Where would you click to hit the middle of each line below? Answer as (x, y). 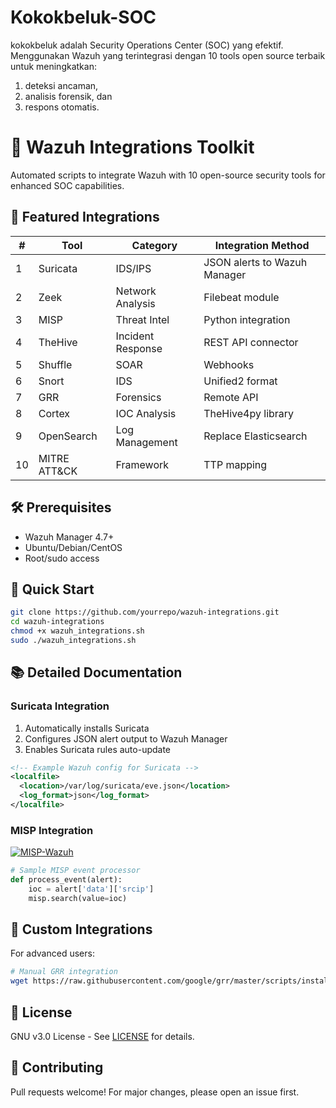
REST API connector (251, 342)
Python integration (247, 319)
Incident (135, 336)
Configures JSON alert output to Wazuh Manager (126, 738)
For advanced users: (52, 953)
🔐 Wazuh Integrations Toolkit (132, 147)
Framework (142, 464)
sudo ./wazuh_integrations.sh (73, 640)
